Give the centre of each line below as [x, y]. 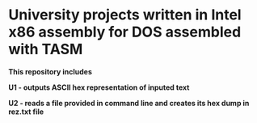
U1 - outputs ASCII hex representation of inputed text [99, 87]
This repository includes [51, 71]
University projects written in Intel [125, 15]
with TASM [46, 49]
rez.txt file [26, 112]
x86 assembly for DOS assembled [125, 32]
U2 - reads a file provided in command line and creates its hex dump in [129, 103]
